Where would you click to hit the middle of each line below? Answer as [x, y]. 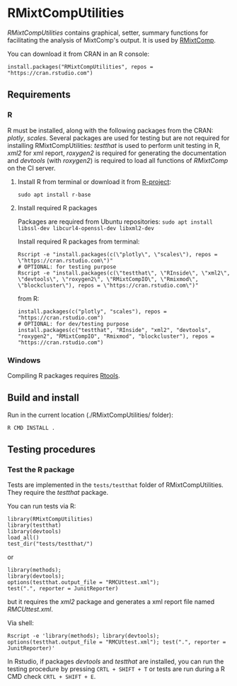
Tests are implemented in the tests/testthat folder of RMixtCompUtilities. [116, 485]
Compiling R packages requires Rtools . [64, 375]
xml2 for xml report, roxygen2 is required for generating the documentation [117, 153]
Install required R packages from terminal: [79, 241]
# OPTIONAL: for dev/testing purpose [73, 324]
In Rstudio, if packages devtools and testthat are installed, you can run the [116, 662]
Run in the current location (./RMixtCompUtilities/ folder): [90, 415]
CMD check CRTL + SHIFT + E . [52, 677]
